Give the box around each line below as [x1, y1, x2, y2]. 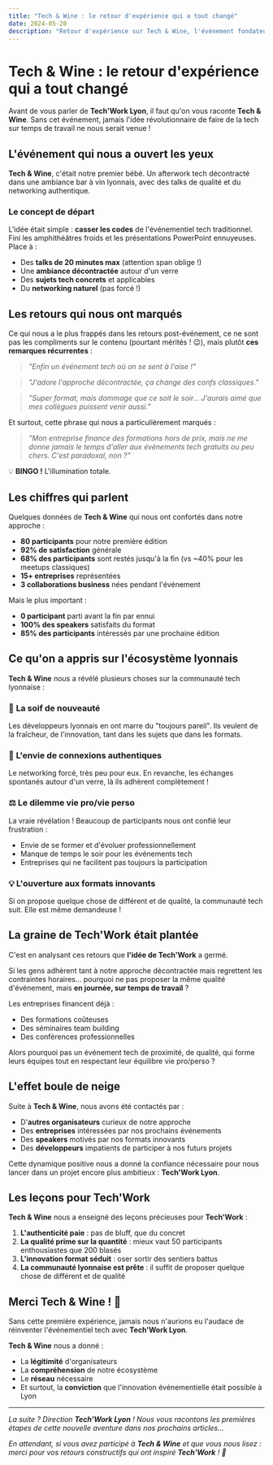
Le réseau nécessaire [19, 1374, 93, 1384]
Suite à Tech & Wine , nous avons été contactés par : [8, 1101, 184, 1111]
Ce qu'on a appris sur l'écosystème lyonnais [8, 652, 238, 666]
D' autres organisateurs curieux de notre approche [19, 1117, 191, 1127]
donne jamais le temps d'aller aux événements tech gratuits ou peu [28, 442, 254, 452]
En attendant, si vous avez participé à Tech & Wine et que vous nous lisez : [8, 1439, 262, 1449]
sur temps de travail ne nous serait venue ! [8, 124, 151, 133]
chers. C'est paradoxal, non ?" [28, 450, 132, 460]
